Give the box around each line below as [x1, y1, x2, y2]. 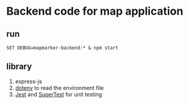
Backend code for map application [6, 4, 184, 18]
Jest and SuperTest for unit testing [15, 91, 102, 98]
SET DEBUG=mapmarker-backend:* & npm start [6, 45, 119, 51]
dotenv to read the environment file [15, 84, 104, 91]
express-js [15, 78, 43, 85]
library [6, 61, 32, 72]
